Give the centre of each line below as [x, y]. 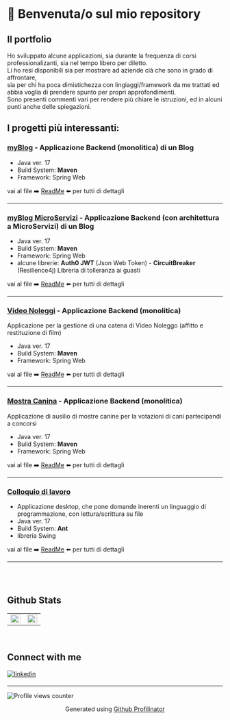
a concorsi [22, 423]
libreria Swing [36, 535]
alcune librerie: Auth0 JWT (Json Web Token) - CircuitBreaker [106, 262]
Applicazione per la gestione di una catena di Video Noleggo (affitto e [105, 325]
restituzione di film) [34, 333]
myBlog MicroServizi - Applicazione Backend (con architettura [113, 217]
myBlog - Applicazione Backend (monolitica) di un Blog [101, 148]
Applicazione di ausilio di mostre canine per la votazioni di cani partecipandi [114, 416]
